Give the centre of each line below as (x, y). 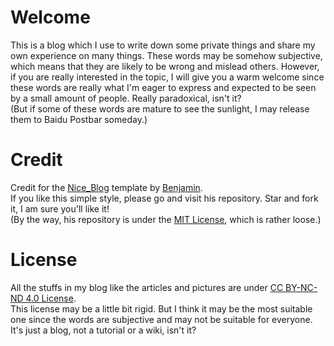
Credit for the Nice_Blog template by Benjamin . (106, 187)
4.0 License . (51, 298)
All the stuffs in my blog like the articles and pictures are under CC (147, 287)
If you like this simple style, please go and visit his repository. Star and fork (164, 198)
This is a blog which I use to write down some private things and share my (163, 45)
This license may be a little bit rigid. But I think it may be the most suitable (161, 308)
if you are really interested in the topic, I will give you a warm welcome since (167, 77)
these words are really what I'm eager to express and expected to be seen (163, 87)
